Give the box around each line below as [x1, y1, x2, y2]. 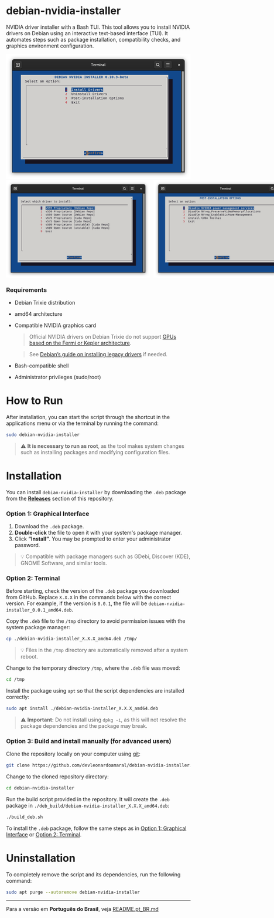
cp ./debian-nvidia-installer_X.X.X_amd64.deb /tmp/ [6, 636, 138, 642]
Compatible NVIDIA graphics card [14, 322, 97, 329]
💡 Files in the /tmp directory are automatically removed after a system [20, 647, 189, 654]
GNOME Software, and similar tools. [20, 559, 107, 567]
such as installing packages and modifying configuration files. [20, 448, 170, 455]
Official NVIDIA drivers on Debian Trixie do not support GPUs [29, 333, 177, 340]
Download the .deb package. [14, 523, 84, 530]
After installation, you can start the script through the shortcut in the [6, 414, 170, 421]
